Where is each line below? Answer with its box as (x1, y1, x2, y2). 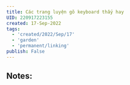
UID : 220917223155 (6, 15, 53, 21)
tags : (6, 25, 20, 32)
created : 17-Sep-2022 (6, 20, 62, 26)
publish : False (6, 49, 45, 55)
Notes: (6, 71, 32, 81)
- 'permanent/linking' (12, 43, 70, 49)
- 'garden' (12, 37, 40, 43)
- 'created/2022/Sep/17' (12, 32, 75, 38)
